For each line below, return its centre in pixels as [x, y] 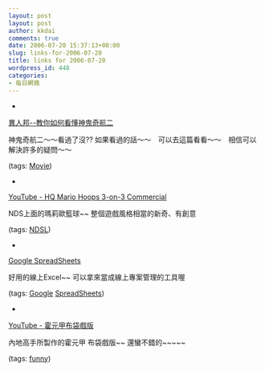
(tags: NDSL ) [30, 229]
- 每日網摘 [24, 83]
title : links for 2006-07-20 [57, 61]
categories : [28, 75]
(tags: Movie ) [30, 165]
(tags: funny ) [30, 358]
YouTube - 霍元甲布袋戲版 [51, 325]
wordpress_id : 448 [39, 68]
